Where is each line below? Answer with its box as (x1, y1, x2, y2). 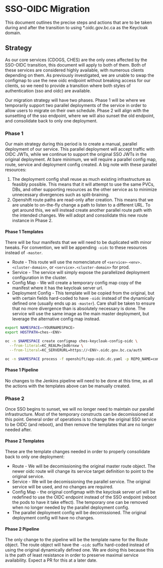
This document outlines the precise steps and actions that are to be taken (5, 19, 152, 25)
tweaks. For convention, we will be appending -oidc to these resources (5, 244, 147, 251)
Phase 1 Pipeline (5, 367, 39, 373)
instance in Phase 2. (12, 218, 53, 224)
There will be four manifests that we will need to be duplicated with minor (5, 240, 152, 245)
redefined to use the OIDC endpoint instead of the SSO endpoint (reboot (12, 494, 157, 500)
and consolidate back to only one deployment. (5, 118, 98, 123)
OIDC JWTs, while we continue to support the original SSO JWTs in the (5, 152, 147, 157)
